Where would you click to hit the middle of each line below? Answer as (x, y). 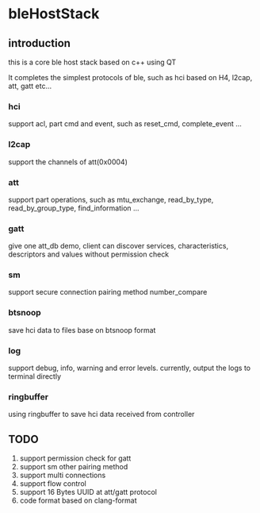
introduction (40, 43)
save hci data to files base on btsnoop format (82, 330)
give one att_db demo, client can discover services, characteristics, (118, 246)
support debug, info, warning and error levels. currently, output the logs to (130, 368)
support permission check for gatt (75, 458)
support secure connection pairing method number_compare (108, 292)
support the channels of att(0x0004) (68, 162)
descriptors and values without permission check (89, 254)
